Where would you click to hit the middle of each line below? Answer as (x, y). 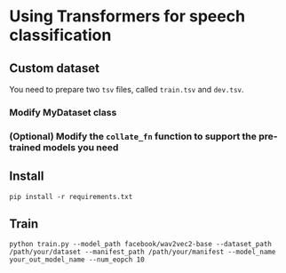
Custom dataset (55, 68)
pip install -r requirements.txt (71, 197)
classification (60, 35)
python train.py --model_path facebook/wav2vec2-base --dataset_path (141, 245)
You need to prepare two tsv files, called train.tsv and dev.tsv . (127, 89)
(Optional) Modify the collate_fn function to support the (133, 136)
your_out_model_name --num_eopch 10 (77, 260)
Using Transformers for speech (127, 16)
